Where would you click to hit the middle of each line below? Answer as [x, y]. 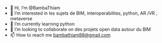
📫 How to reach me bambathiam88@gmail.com [60, 35]
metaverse [21, 18]
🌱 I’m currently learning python [42, 24]
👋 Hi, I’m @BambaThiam [35, 8]
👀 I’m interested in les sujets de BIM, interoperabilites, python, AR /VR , [84, 13]
